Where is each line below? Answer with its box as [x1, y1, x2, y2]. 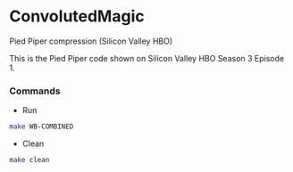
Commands [9, 85, 61, 97]
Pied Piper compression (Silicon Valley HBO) [9, 36, 173, 46]
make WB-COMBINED [9, 122, 74, 131]
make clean [9, 156, 50, 165]
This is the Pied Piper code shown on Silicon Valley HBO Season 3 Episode [9, 53, 284, 63]
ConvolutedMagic [9, 6, 145, 27]
